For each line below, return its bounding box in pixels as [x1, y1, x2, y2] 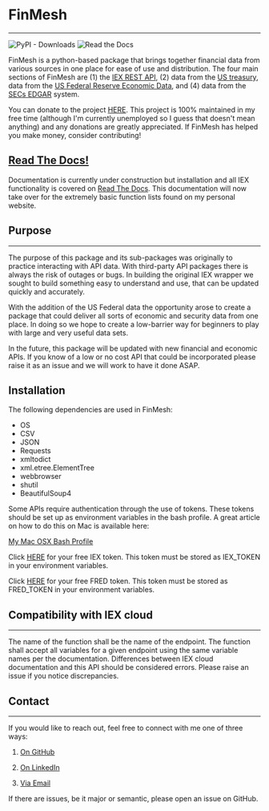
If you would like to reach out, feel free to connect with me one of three [8, 724, 243, 732]
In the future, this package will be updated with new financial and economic [8, 343, 258, 353]
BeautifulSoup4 [19, 489, 72, 498]
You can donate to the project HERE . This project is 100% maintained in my [8, 104, 255, 114]
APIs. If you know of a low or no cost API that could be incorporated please [8, 351, 256, 362]
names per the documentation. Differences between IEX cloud [8, 654, 214, 663]
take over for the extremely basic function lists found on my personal [8, 192, 236, 201]
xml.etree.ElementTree [19, 463, 94, 472]
